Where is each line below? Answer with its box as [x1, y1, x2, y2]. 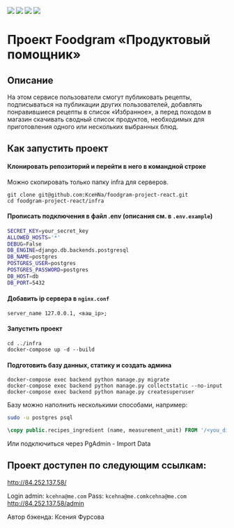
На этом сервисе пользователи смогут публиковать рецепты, [7, 93, 192, 101]
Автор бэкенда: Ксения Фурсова [7, 513, 104, 521]
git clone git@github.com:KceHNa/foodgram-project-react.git [7, 191, 189, 198]
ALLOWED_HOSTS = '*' [7, 234, 61, 241]
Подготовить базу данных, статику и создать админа [7, 361, 172, 369]
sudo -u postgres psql [7, 414, 73, 421]
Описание [7, 74, 54, 86]
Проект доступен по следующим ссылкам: [7, 460, 207, 472]
